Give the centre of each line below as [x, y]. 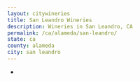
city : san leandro [34, 53]
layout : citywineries [39, 13]
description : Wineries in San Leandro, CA [70, 26]
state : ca [22, 39]
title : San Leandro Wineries [50, 20]
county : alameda [31, 46]
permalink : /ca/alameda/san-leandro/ [62, 33]
